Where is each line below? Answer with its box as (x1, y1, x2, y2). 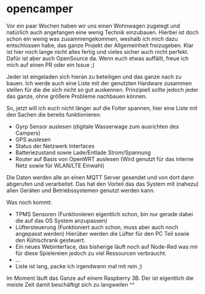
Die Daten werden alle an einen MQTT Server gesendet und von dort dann (6, 173, 195, 181)
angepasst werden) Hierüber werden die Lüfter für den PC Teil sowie (15, 230, 190, 237)
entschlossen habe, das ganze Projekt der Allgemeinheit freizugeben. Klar (6, 42, 194, 49)
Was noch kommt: (6, 198, 52, 206)
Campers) (15, 129, 41, 137)
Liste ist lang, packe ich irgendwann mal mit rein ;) (15, 262, 142, 269)
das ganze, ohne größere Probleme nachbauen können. (6, 92, 147, 100)
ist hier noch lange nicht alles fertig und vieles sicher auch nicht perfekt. (6, 48, 189, 55)
